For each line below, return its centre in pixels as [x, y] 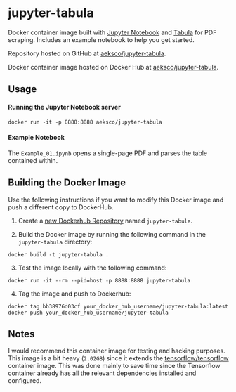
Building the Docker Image [67, 183]
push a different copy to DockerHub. [61, 207]
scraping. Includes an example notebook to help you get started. [101, 39]
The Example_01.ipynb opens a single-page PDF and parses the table [108, 153]
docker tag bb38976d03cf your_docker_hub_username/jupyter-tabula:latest [118, 306]
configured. [25, 381]
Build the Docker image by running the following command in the [112, 234]
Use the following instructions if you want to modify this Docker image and [116, 200]
